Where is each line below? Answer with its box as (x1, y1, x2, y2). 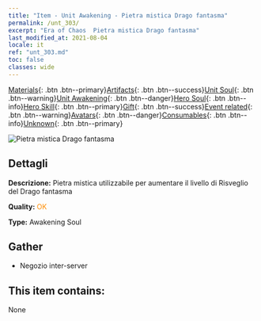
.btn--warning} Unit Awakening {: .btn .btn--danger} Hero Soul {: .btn (8, 93, 226, 103)
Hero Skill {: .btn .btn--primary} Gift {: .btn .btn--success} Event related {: (23, 101, 253, 111)
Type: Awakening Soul (8, 217, 81, 227)
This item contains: (8, 284, 105, 297)
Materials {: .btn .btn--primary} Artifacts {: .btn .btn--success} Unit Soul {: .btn (8, 85, 255, 94)
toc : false (8, 56, 44, 64)
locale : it (8, 41, 44, 49)
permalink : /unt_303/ (8, 19, 80, 27)
